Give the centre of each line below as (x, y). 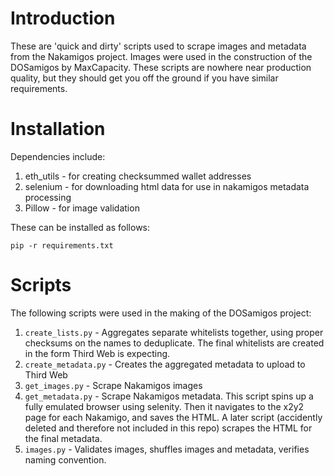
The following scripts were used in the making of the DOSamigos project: (161, 313)
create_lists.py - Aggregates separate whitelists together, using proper (174, 332)
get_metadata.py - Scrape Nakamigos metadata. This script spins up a (169, 396)
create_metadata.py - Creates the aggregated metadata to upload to (165, 364)
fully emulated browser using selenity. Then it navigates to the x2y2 (164, 406)
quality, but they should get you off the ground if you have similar (144, 78)
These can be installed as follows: (80, 227)
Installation (58, 129)
